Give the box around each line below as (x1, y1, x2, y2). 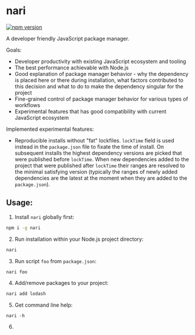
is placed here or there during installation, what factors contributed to (14, 77, 184, 84)
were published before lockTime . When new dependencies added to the (14, 155, 190, 162)
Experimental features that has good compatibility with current (14, 108, 167, 115)
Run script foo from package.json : (14, 257, 97, 264)
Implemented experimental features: (6, 125, 94, 132)
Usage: (6, 198, 34, 208)
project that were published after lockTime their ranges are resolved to (14, 162, 186, 169)
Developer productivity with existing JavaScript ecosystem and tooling (14, 58, 187, 65)
